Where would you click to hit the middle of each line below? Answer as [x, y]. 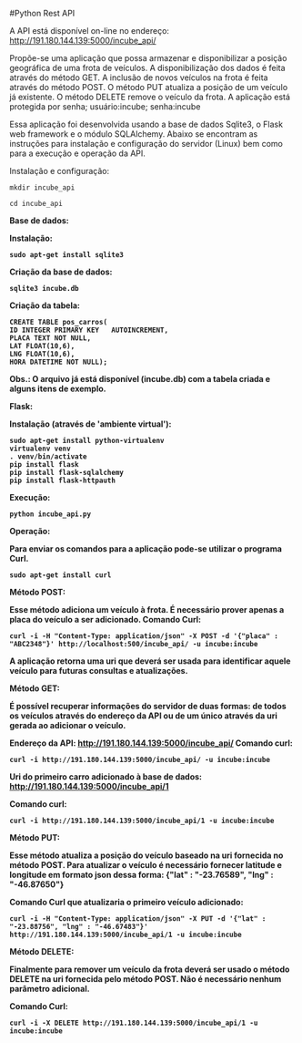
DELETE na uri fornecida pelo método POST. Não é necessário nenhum [146, 979]
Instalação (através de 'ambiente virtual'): [91, 424]
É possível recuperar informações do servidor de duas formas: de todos [148, 706]
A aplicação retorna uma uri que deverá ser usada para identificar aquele [150, 661]
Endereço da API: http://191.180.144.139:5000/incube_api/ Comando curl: [151, 743]
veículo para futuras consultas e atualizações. [99, 671]
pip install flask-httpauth [63, 480]
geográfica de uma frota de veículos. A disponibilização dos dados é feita [147, 68]
